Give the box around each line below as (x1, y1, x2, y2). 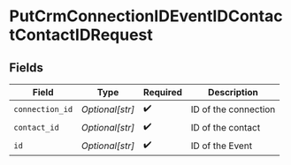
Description (207, 86, 259, 98)
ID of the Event (190, 139, 253, 152)
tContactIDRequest (9, 25, 153, 45)
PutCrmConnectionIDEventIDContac (9, 6, 283, 26)
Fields (9, 60, 44, 75)
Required (142, 86, 183, 98)
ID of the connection (190, 103, 276, 116)
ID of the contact (190, 121, 261, 133)
